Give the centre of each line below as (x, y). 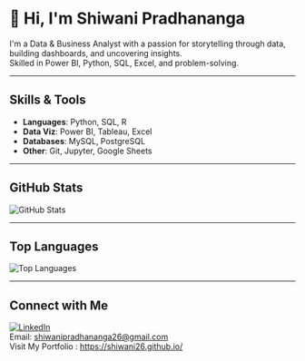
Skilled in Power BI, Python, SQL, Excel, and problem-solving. (124, 63)
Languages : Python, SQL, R (74, 122)
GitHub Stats (46, 188)
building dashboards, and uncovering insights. (96, 53)
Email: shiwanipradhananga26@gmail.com (89, 337)
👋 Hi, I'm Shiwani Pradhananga (127, 19)
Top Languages (54, 246)
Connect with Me (59, 305)
